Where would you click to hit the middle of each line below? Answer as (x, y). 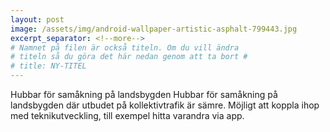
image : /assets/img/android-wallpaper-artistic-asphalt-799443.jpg (154, 29)
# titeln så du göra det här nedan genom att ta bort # (129, 57)
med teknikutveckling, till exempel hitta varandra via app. (127, 115)
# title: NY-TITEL (48, 66)
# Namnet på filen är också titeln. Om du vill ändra (125, 47)
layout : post (37, 19)
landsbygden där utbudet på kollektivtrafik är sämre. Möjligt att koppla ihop (165, 105)
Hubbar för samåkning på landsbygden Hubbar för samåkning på (144, 94)
